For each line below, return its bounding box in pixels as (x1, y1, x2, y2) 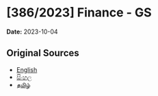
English (16, 65, 38, 73)
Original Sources (6, 47, 79, 59)
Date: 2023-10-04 (6, 27, 59, 36)
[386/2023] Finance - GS (6, 5, 152, 21)
